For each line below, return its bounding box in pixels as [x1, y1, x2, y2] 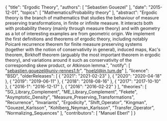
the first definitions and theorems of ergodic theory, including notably [5, 36, 148, 42]
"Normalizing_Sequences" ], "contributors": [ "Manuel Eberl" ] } [5, 110, 136, 116]
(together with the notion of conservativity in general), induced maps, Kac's [5, 47, 161, 52]
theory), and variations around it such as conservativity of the [5, 57, 132, 63]
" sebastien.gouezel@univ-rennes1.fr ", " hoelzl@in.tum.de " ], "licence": [5, 68, 150, 74]
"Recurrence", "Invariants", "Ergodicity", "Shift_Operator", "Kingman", [5, 100, 148, 105]
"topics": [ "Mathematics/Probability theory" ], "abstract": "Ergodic [20, 9, 158, 15]
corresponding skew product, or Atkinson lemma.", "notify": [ [5, 62, 131, 68]
